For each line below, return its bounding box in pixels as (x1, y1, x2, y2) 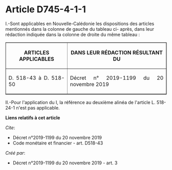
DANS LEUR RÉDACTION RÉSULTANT (71, 49, 163, 56)
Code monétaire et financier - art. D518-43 (12, 140, 103, 146)
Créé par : (5, 150, 26, 156)
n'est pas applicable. (16, 104, 60, 111)
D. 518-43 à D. (8, 74, 50, 81)
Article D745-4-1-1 (5, 4, 86, 15)
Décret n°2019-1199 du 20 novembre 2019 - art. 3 (12, 160, 118, 166)
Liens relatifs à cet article (5, 114, 60, 121)
